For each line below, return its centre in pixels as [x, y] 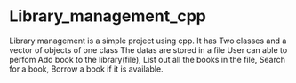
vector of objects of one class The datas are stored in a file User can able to [148, 49]
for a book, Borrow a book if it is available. [86, 69]
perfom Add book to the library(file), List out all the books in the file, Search [148, 59]
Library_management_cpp [108, 16]
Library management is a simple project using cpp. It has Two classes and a [148, 41]
